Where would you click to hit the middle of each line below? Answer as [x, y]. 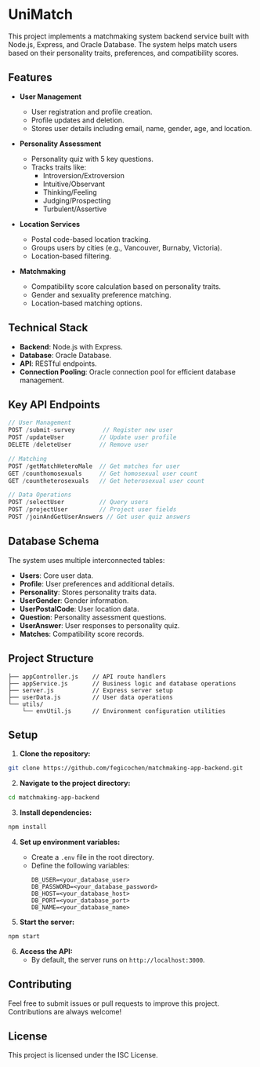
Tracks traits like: [59, 167]
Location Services [50, 224]
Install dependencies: [56, 813]
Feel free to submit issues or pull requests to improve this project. [114, 1003]
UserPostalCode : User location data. [79, 608]
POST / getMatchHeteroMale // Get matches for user [94, 466]
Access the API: [46, 951]
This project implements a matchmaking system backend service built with [128, 36]
